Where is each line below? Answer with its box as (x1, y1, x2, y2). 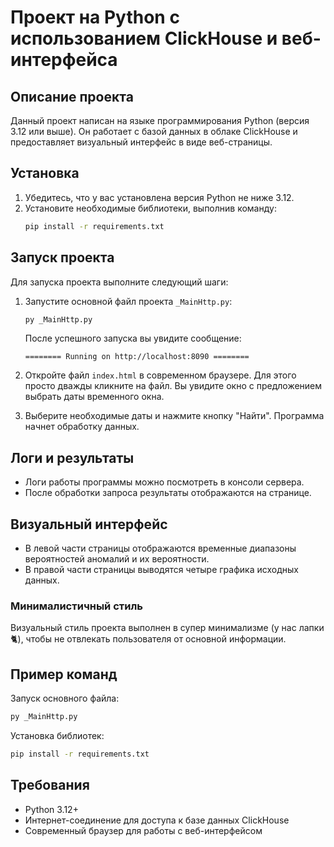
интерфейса (10, 49, 118, 71)
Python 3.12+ (24, 803, 79, 815)
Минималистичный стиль (10, 599, 143, 613)
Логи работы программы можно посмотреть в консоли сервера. (24, 476, 305, 488)
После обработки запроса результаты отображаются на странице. (24, 487, 312, 499)
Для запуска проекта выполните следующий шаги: (10, 276, 229, 288)
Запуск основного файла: (10, 692, 120, 705)
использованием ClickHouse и (10, 27, 278, 50)
